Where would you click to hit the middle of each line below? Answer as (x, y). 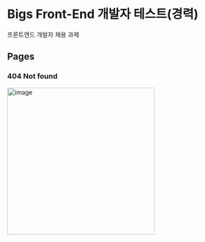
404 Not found (32, 77)
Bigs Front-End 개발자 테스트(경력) (103, 14)
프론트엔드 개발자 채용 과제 (43, 34)
